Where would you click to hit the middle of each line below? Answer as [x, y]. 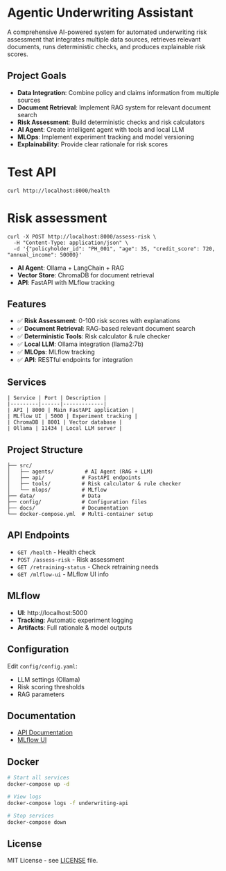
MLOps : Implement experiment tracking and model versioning [106, 137]
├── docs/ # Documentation [68, 508]
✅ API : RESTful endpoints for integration [75, 360]
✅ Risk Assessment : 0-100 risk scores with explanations [98, 321]
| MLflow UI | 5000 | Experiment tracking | [72, 416]
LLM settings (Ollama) [49, 679]
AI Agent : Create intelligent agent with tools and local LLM [101, 129]
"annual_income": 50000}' [44, 255]
